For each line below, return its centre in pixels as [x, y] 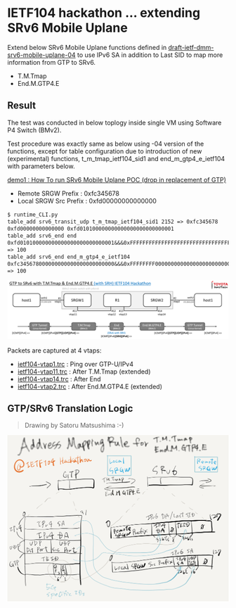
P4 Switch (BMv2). [34, 130]
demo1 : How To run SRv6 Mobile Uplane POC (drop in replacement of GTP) [117, 179]
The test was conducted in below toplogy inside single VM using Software [114, 122]
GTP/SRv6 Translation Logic [70, 408]
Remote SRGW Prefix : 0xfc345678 [68, 193]
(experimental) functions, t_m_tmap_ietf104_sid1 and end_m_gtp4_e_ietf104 [116, 158]
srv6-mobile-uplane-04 [41, 55]
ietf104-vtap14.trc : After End [59, 379]
